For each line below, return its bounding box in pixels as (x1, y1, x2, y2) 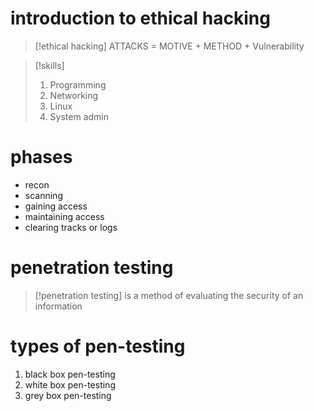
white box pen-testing (24, 378, 116, 391)
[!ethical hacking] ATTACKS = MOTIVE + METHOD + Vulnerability (34, 40, 305, 52)
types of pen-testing (10, 335, 186, 357)
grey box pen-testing (24, 389, 112, 401)
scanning (24, 189, 63, 201)
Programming (49, 78, 107, 91)
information (34, 300, 83, 312)
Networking (49, 89, 99, 101)
